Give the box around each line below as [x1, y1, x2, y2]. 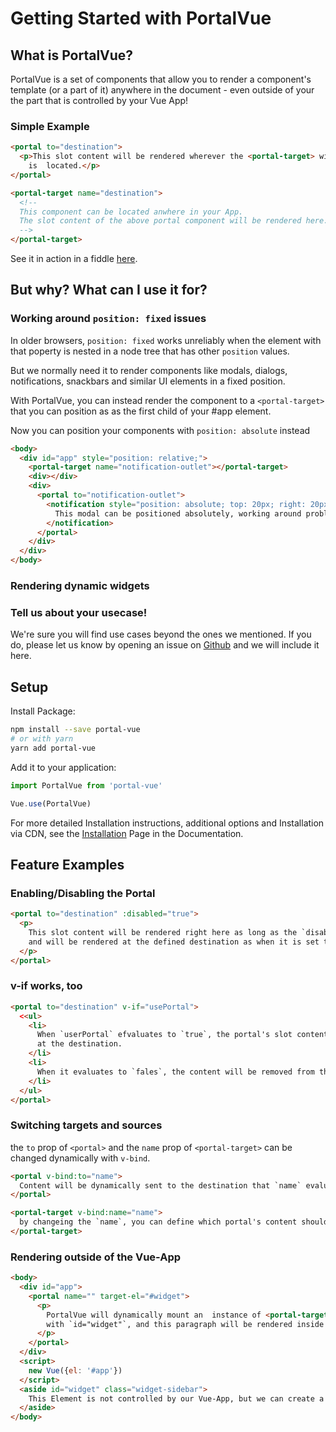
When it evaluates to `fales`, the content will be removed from [36, 1067, 315, 1077]
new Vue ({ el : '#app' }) [28, 1365, 123, 1376]
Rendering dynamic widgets [10, 579, 150, 593]
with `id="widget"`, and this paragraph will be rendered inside [46, 1319, 325, 1329]
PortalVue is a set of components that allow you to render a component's [10, 73, 312, 85]
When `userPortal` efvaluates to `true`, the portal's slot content [36, 1030, 329, 1040]
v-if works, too [10, 979, 83, 993]
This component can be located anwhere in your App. [19, 207, 244, 217]
